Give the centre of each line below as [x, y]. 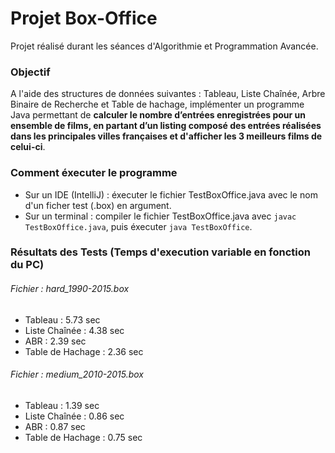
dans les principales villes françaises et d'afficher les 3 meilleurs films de [166, 136]
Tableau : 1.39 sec [62, 405]
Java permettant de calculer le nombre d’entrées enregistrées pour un [158, 115]
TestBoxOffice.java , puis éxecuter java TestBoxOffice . [138, 226]
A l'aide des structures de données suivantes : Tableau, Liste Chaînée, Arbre [168, 94]
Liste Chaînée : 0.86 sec [74, 416]
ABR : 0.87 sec [55, 426]
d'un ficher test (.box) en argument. [98, 205]
